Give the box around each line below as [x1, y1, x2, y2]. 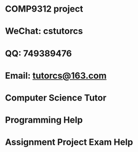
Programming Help [5, 115, 83, 126]
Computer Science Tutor [5, 92, 107, 103]
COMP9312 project [5, 3, 83, 15]
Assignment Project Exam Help [5, 137, 133, 148]
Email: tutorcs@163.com [5, 70, 107, 81]
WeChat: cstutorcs [5, 26, 83, 37]
